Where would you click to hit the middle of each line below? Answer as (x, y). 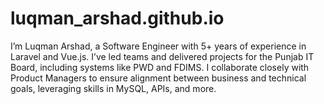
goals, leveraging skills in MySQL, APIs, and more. (113, 88)
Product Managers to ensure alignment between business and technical (158, 78)
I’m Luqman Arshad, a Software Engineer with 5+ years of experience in (158, 46)
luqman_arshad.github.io (117, 18)
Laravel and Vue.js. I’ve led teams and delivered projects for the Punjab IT (162, 56)
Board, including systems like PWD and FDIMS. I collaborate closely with (160, 67)
